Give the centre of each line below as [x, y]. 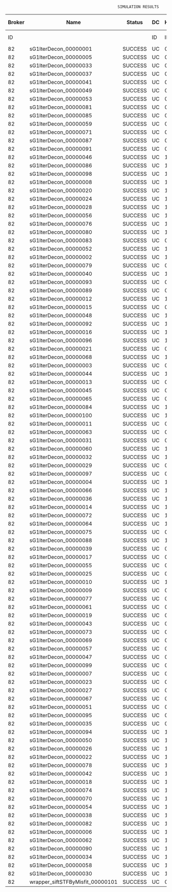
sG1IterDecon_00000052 [61, 249]
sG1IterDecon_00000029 [61, 465]
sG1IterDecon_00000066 [61, 490]
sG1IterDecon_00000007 [61, 674]
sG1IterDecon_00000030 [61, 874]
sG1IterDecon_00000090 [61, 849]
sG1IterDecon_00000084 [61, 407]
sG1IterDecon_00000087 [61, 140]
